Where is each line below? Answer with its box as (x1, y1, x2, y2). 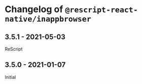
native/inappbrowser (5, 14, 92, 24)
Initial (5, 74, 16, 80)
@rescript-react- (65, 5, 138, 15)
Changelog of (5, 4, 63, 15)
